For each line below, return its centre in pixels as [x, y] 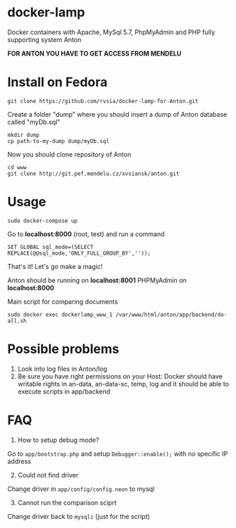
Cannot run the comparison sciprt [67, 502]
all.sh [17, 321]
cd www [17, 167]
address [19, 461]
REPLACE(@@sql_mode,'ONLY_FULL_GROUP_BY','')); [79, 253]
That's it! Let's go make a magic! [55, 266]
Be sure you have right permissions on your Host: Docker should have [120, 376]
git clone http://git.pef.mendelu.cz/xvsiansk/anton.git [93, 174]
